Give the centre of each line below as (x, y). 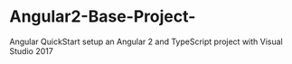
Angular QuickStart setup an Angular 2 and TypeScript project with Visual (146, 41)
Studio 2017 (32, 50)
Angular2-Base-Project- (103, 17)
